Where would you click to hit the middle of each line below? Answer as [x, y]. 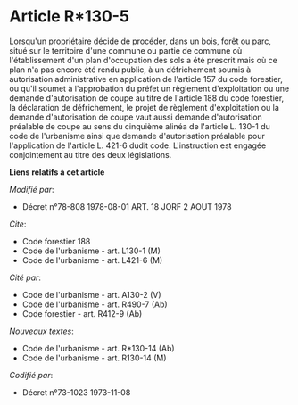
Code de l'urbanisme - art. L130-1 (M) [91, 251]
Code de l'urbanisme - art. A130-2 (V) [92, 294]
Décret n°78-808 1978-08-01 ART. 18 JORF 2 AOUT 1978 [127, 206]
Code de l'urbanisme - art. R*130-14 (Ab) [99, 348]
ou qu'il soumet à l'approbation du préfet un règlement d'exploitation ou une [149, 88]
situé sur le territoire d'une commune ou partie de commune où [126, 50]
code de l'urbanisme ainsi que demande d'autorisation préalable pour [137, 136]
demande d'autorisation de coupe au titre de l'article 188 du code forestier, [147, 98]
